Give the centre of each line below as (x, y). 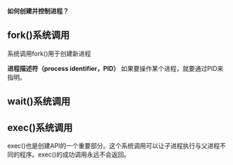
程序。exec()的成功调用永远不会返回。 (75, 154)
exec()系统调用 (40, 127)
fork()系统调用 (39, 35)
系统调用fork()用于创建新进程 (49, 53)
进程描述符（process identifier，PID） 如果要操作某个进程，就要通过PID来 (115, 68)
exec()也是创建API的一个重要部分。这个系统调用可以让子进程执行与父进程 (113, 146)
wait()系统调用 (39, 101)
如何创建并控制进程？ (38, 11)
